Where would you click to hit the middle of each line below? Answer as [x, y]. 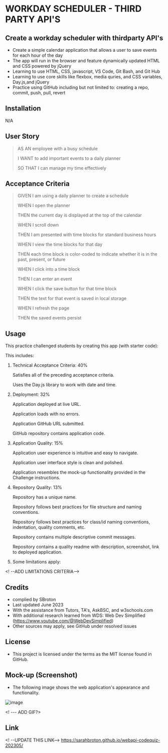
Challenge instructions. [36, 478]
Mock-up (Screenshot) [41, 675]
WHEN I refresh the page [43, 308]
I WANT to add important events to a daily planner [69, 158]
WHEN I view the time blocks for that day [60, 245]
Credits [17, 587]
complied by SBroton [34, 600]
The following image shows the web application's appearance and [81, 687]
